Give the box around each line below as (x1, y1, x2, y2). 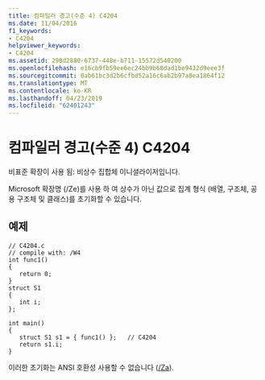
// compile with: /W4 (8, 249, 81, 257)
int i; (19, 298, 42, 306)
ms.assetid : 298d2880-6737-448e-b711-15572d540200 (8, 57, 182, 65)
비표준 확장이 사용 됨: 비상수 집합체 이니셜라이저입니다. (8, 167, 180, 177)
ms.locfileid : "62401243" (8, 101, 95, 109)
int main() (8, 319, 45, 327)
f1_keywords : (8, 27, 52, 35)
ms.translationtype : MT (8, 79, 89, 87)
